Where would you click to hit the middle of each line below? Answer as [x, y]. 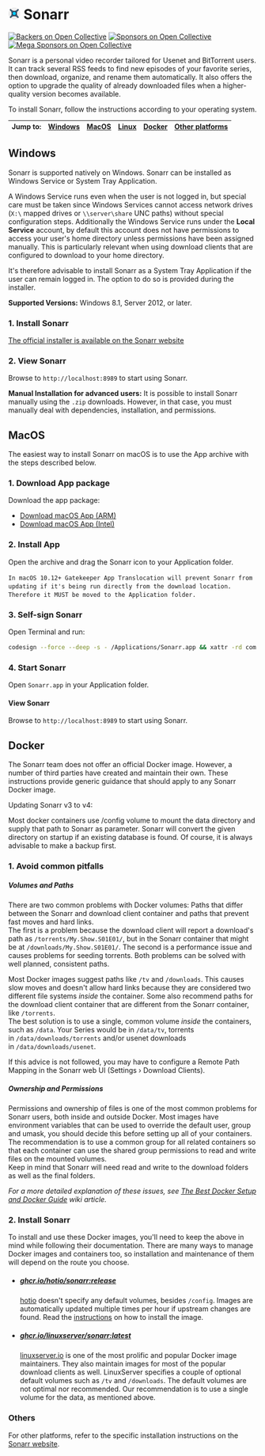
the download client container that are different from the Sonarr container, [129, 1005]
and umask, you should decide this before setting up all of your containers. [130, 1134]
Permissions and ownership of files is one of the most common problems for [133, 1108]
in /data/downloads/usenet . [52, 1047]
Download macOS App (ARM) [68, 515]
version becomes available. [76, 93]
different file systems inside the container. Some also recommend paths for [131, 996]
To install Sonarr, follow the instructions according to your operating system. [132, 109]
